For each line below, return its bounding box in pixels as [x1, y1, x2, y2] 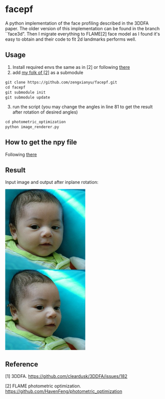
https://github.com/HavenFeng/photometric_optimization [5, 388, 122, 394]
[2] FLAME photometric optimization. [5, 383, 81, 389]
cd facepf [5, 84, 26, 90]
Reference [5, 360, 38, 368]
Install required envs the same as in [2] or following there [12, 64, 130, 70]
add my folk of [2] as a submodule [12, 69, 83, 75]
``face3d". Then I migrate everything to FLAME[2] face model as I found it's [5, 31, 160, 37]
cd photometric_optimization [5, 119, 66, 124]
